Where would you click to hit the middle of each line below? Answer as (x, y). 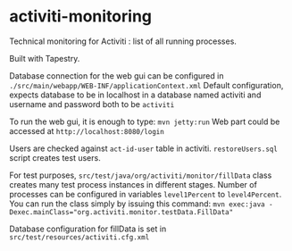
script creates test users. (55, 157)
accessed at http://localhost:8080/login (87, 130)
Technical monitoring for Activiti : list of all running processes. (123, 41)
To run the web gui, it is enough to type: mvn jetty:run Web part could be (145, 121)
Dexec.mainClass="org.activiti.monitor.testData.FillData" (121, 212)
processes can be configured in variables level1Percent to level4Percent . (146, 194)
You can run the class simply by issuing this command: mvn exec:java (137, 204)
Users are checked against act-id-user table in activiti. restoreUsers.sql (144, 148)
